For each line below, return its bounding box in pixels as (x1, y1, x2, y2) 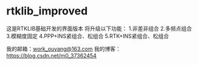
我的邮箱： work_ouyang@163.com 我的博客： (6, 45, 121, 52)
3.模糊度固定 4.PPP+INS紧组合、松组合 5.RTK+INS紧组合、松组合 (6, 32, 169, 40)
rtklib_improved (6, 4, 88, 18)
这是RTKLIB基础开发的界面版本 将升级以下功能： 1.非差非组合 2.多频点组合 (6, 25, 193, 32)
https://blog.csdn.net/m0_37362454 (6, 52, 97, 59)
